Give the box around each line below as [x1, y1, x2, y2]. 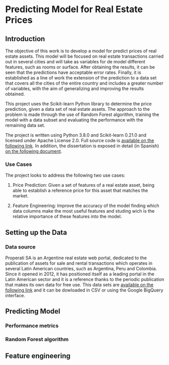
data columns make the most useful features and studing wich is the [12, 208, 155, 214]
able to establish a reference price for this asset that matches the [12, 187, 148, 193]
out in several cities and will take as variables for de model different [5, 59, 145, 64]
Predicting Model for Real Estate [5, 4, 143, 15]
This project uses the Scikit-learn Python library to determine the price [5, 101, 152, 107]
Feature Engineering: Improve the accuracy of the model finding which [12, 202, 159, 209]
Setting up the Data [5, 228, 67, 236]
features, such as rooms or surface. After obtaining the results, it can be [5, 64, 155, 70]
